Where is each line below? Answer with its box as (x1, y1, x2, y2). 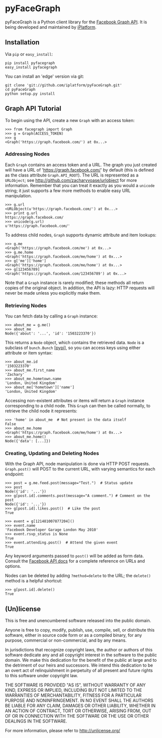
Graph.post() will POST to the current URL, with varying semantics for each (5, 466, 156, 472)
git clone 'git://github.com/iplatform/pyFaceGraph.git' (5, 83, 122, 88)
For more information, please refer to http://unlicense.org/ (5, 728, 120, 734)
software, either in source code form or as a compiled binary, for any (5, 633, 142, 638)
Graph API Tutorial (5, 105, 61, 113)
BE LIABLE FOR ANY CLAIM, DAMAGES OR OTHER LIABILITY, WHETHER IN (5, 703, 156, 709)
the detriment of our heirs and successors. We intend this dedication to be (5, 662, 153, 668)
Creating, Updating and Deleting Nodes (5, 450, 99, 457)
